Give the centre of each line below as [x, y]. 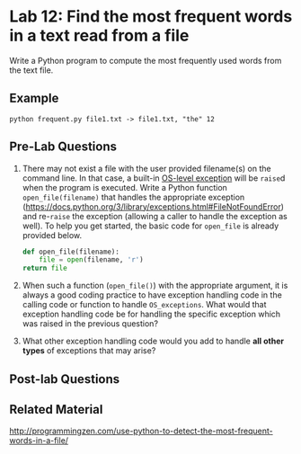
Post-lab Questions [65, 379]
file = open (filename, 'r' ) [91, 260]
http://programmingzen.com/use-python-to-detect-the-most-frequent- [141, 431]
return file [44, 268]
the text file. [31, 70]
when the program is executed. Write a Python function [124, 187]
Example [34, 98]
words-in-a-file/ [39, 441]
